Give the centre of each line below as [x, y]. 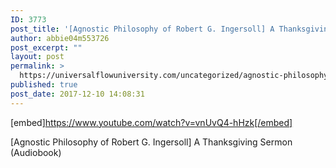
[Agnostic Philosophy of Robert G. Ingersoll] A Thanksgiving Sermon [151, 142]
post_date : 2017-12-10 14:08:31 [77, 94]
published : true [44, 85]
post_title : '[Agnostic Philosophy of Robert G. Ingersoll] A [142, 29]
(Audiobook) [36, 152]
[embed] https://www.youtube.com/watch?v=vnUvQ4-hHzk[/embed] [151, 122]
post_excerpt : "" [46, 47]
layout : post [37, 57]
